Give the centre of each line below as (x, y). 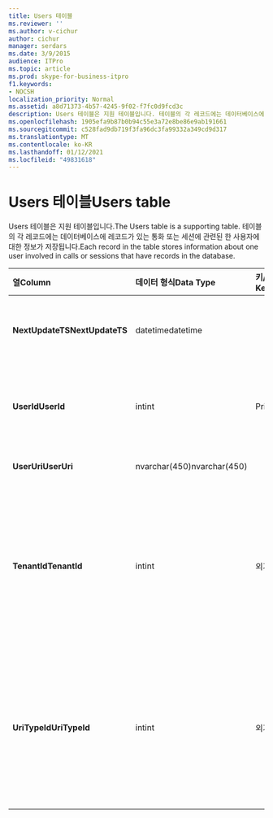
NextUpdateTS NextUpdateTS (70, 330)
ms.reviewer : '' (36, 24)
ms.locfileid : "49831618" (52, 159)
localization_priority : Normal (61, 99)
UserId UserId (39, 407)
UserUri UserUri (43, 467)
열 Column (32, 283)
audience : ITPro (36, 62)
